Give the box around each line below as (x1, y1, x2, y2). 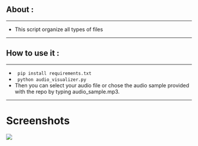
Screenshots (6, 114, 70, 127)
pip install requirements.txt (17, 70, 92, 76)
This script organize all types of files (14, 26, 103, 33)
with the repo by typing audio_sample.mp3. (14, 88, 120, 95)
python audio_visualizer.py (17, 76, 87, 83)
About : (6, 5, 34, 15)
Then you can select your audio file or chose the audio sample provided (14, 82, 190, 89)
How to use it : (6, 48, 60, 58)
